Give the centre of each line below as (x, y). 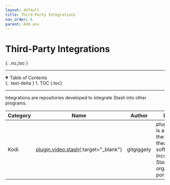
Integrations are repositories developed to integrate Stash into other (76, 98)
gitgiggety (139, 150)
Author (139, 116)
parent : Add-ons (22, 24)
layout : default (22, 10)
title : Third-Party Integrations (40, 15)
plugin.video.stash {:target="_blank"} (79, 150)
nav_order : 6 (19, 19)
